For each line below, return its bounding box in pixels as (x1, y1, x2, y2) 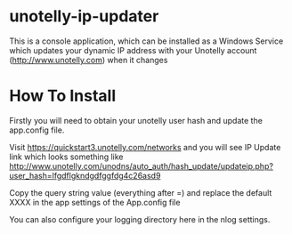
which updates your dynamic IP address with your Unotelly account (9, 44, 257, 55)
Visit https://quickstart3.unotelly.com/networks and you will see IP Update (9, 141, 281, 152)
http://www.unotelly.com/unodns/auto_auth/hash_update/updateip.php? (9, 160, 274, 171)
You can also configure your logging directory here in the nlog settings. (9, 214, 271, 224)
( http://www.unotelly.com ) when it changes (9, 54, 168, 65)
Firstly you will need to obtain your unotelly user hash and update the (9, 115, 263, 125)
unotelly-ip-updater (9, 6, 159, 27)
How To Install (9, 86, 117, 106)
